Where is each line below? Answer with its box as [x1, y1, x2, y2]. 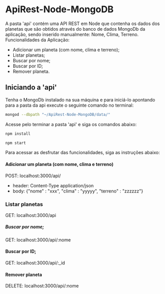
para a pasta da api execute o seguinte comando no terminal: [5, 102, 134, 108]
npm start [5, 140, 26, 145]
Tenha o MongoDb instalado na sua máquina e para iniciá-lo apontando [5, 96, 155, 103]
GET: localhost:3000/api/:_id [5, 260, 65, 266]
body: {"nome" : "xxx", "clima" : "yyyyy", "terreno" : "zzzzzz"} [12, 188, 144, 194]
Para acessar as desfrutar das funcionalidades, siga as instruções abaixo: [5, 150, 160, 156]
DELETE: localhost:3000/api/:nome [5, 283, 79, 289]
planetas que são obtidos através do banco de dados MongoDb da [5, 26, 146, 32]
